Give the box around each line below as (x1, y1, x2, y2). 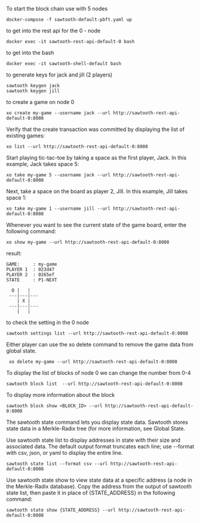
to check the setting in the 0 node (6, 319, 90, 326)
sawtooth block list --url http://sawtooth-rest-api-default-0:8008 (6, 381, 183, 387)
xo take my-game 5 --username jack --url (6, 172, 111, 178)
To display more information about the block (6, 392, 115, 398)
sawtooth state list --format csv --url (6, 461, 109, 467)
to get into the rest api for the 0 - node (6, 27, 101, 34)
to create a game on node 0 (6, 99, 75, 105)
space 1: (6, 194, 27, 201)
